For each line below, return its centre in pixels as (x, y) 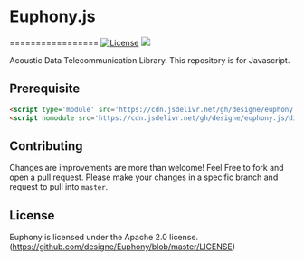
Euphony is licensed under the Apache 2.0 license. (104, 238)
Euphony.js (53, 17)
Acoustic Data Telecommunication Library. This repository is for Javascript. (150, 60)
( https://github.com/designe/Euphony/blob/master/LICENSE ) (123, 247)
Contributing (46, 146)
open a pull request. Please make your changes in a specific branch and (144, 177)
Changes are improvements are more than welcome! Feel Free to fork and (147, 168)
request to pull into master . (59, 187)
